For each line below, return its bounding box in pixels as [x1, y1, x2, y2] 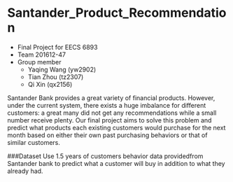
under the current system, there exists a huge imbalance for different [7, 101, 206, 109]
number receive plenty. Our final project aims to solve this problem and [7, 115, 212, 124]
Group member [17, 57, 62, 66]
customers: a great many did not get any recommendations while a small [7, 108, 217, 117]
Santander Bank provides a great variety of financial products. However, [7, 93, 216, 102]
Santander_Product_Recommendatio [7, 5, 227, 21]
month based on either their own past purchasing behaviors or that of [7, 131, 208, 139]
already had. [7, 167, 43, 175]
